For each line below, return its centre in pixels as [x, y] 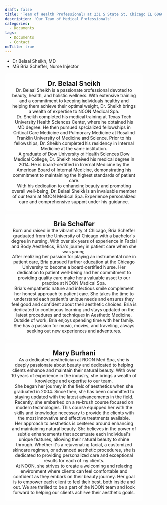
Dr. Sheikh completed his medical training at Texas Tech [74, 117]
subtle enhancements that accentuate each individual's [74, 434]
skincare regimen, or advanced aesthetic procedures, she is [74, 450]
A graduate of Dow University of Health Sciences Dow [74, 154]
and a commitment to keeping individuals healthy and [74, 101]
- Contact [20, 42]
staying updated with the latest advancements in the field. [74, 397]
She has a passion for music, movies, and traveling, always [74, 325]
